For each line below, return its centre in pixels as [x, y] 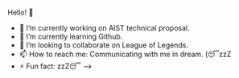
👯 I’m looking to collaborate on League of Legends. [103, 45]
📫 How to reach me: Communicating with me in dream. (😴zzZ [125, 54]
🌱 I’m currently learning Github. [71, 37]
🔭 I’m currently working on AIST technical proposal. [104, 28]
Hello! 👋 [21, 12]
